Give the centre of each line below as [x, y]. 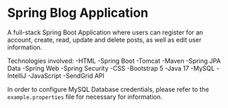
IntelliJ [17, 76]
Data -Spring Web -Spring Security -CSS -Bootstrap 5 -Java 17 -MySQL [111, 68]
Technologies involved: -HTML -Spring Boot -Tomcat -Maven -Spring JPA [114, 60]
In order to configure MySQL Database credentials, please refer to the [108, 89]
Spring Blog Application [78, 13]
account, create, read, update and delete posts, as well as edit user [105, 39]
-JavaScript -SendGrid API [66, 76]
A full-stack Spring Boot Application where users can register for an [105, 32]
